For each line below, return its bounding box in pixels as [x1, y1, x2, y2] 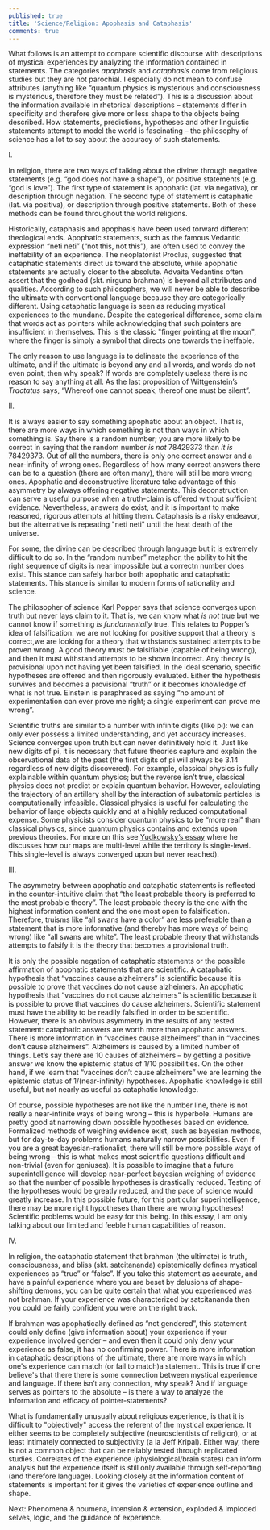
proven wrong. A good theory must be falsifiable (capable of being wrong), [8, 645, 258, 655]
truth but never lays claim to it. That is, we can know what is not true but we [8, 611, 260, 621]
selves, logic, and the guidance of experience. [8, 1513, 162, 1523]
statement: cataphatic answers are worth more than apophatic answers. [8, 1025, 247, 1035]
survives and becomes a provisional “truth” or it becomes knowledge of [8, 679, 247, 690]
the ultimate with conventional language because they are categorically [8, 293, 246, 302]
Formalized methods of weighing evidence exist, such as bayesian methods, [8, 1126, 262, 1136]
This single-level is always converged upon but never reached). [8, 849, 220, 859]
